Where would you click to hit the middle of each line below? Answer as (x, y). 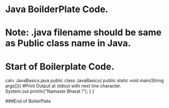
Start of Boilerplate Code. (60, 66)
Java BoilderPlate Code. (57, 9)
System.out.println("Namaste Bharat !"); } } (50, 91)
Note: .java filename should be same (83, 33)
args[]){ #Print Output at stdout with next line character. (63, 86)
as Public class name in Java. (68, 43)
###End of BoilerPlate (28, 101)
